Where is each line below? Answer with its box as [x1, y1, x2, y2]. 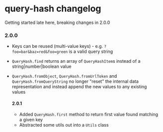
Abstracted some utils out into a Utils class [19, 122, 109, 128]
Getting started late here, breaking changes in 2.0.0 [4, 19, 110, 25]
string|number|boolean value [11, 63, 72, 70]
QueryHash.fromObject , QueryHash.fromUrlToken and [11, 73, 117, 79]
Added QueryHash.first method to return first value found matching [19, 112, 159, 118]
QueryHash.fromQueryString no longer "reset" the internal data [11, 78, 139, 85]
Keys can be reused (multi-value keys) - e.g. [11, 43, 103, 49]
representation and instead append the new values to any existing [11, 84, 147, 90]
